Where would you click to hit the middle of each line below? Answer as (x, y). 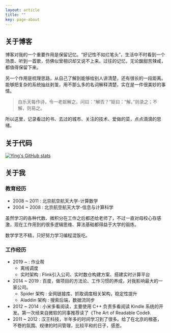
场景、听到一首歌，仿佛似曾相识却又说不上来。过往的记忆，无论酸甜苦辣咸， (85, 61)
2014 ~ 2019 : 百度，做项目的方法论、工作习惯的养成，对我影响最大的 (85, 280)
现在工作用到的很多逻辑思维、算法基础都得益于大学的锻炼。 (76, 224)
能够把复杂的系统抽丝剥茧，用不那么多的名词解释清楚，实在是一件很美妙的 (83, 85)
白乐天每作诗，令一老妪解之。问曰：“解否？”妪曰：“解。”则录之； (85, 102)
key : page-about (22, 19)
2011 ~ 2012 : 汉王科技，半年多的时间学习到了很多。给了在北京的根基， (87, 319)
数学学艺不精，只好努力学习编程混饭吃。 (48, 235)
